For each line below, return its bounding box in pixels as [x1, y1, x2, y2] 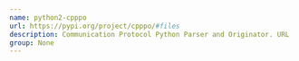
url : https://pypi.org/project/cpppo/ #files [9, 22, 180, 30]
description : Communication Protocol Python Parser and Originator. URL [9, 30, 290, 39]
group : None [9, 38, 54, 48]
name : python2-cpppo [9, 13, 88, 22]
